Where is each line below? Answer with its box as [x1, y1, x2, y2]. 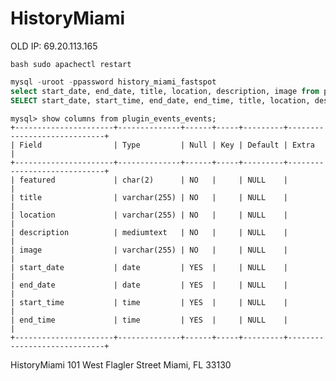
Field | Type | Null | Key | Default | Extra [19, 140, 315, 150]
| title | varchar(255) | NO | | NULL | [10, 192, 288, 202]
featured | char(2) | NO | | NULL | [19, 175, 288, 185]
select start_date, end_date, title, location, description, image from [10, 86, 320, 96]
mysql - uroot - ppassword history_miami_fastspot [10, 77, 217, 87]
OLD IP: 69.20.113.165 [10, 40, 98, 52]
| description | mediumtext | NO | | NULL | [10, 227, 288, 237]
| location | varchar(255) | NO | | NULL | [10, 210, 288, 220]
